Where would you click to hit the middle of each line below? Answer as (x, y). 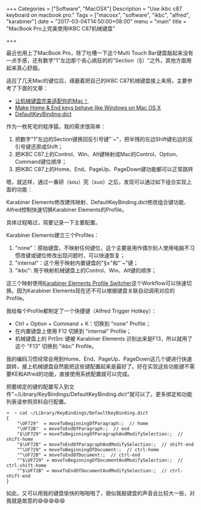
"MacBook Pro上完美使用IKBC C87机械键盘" (61, 28)
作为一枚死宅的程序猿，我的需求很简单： (56, 126)
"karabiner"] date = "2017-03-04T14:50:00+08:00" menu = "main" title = (97, 21)
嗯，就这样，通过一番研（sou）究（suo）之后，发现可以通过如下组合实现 (97, 182)
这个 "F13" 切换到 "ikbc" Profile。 (56, 346)
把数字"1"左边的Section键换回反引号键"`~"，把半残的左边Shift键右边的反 (104, 139)
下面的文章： (32, 88)
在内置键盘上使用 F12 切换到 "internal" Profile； (73, 331)
